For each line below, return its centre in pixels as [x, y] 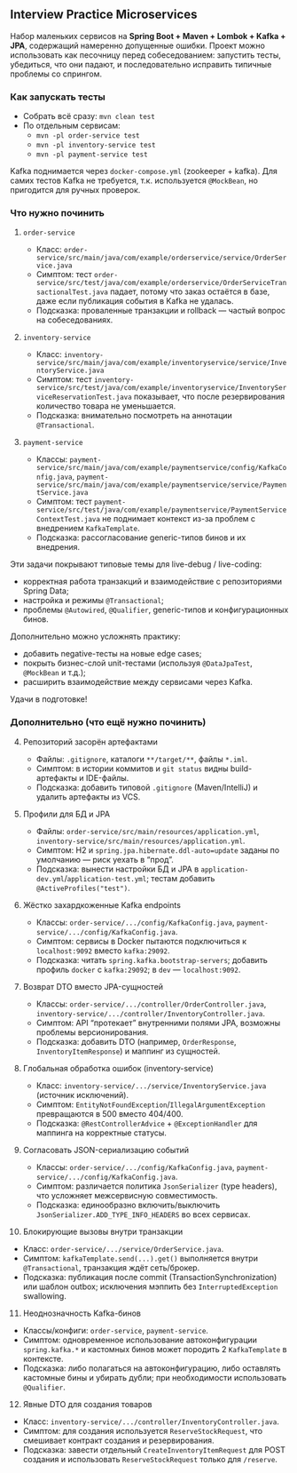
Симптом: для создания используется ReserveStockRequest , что [143, 1430]
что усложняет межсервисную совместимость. [127, 1195]
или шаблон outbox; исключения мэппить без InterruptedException [150, 1286]
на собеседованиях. [74, 320]
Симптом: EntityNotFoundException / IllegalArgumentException [151, 1104]
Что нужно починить [57, 213]
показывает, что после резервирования [209, 397]
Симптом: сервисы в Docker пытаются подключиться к [141, 941]
